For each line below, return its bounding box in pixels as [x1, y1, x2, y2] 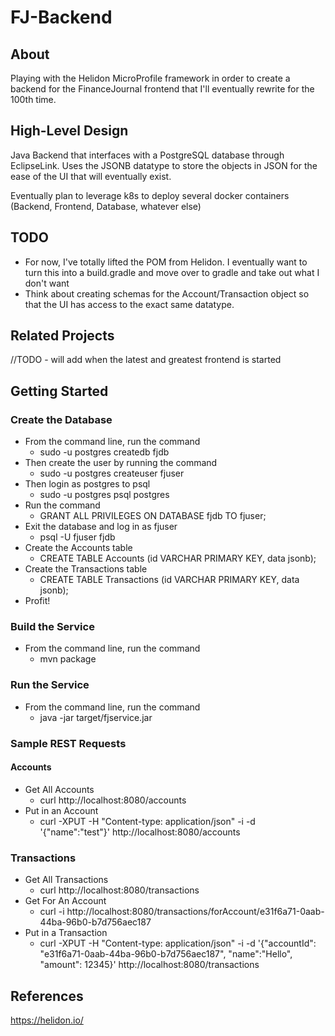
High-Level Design [10, 122, 129, 140]
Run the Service [10, 678, 90, 692]
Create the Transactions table [24, 563, 148, 575]
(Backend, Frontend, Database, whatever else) [10, 200, 202, 212]
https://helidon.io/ [10, 1014, 84, 1026]
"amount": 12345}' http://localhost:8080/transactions [39, 959, 260, 971]
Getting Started [10, 382, 109, 400]
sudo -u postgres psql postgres [39, 489, 170, 501]
